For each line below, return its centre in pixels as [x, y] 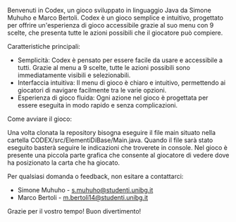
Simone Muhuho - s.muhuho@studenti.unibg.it [85, 190]
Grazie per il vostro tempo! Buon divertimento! [74, 211]
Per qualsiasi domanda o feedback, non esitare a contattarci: [95, 176]
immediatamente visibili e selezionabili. [74, 75]
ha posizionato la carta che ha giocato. [64, 163]
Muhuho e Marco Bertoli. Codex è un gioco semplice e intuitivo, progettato [116, 18]
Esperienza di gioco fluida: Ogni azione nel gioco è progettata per [113, 98]
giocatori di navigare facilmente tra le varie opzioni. [92, 90]
